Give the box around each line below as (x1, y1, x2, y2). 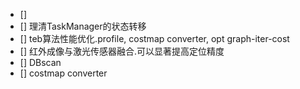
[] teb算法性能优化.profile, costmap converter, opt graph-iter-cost (19, 33, 290, 44)
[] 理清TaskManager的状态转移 (19, 20, 147, 32)
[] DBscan (19, 57, 62, 68)
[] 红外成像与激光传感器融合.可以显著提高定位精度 (19, 45, 225, 57)
